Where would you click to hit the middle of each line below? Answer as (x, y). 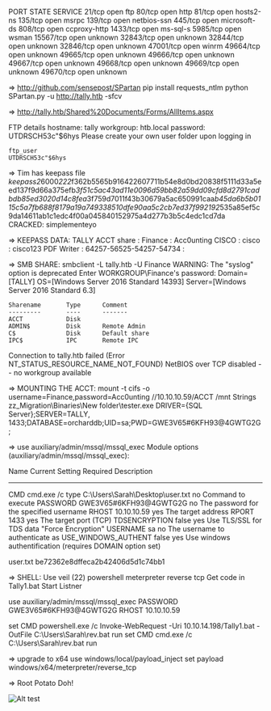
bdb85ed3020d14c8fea (48, 199)
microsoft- (238, 20)
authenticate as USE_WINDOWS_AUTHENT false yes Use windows (119, 537)
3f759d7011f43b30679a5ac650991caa (151, 199)
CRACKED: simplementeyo (52, 224)
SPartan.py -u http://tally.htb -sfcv (65, 96)
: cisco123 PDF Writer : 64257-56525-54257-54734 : (97, 249)
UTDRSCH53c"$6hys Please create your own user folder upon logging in (130, 136)
